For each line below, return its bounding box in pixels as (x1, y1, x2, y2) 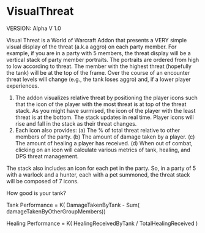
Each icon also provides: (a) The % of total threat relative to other (15, 126, 181, 134)
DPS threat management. (15, 152, 79, 160)
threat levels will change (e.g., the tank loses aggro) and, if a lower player (6, 75, 191, 83)
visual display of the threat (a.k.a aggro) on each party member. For (6, 43, 177, 50)
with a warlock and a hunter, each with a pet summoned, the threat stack (6, 170, 190, 178)
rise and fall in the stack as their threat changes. (15, 120, 137, 127)
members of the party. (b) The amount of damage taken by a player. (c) (15, 133, 195, 140)
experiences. (6, 82, 40, 90)
